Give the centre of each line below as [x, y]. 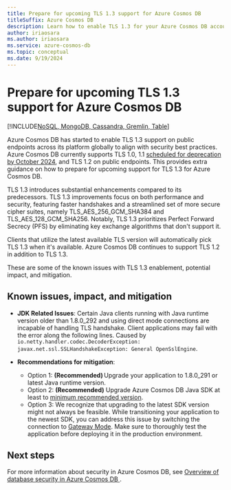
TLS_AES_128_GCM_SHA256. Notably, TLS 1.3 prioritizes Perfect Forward [111, 218]
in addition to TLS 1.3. [37, 254]
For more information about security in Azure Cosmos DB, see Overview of [113, 472]
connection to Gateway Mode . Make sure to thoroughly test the [117, 426]
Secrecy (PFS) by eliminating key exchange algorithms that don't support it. [114, 226]
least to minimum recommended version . [85, 397]
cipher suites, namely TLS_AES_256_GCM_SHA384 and [86, 212]
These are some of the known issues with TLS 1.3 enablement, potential [109, 267]
